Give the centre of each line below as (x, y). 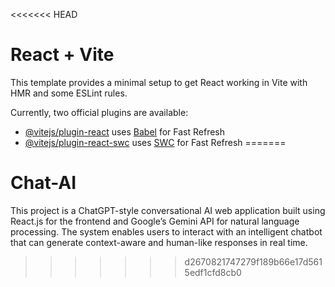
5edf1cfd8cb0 (213, 272)
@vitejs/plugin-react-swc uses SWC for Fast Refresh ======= (155, 142)
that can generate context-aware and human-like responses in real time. (159, 242)
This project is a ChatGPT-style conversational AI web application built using (168, 210)
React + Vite (62, 55)
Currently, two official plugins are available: (99, 112)
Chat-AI (43, 183)
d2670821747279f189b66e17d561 (253, 261)
